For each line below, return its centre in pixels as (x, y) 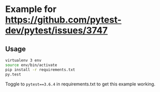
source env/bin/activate (31, 65)
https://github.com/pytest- (63, 20)
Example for (31, 9)
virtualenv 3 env (23, 60)
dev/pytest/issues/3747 (57, 30)
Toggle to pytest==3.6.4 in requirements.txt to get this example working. (80, 84)
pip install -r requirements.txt (40, 69)
